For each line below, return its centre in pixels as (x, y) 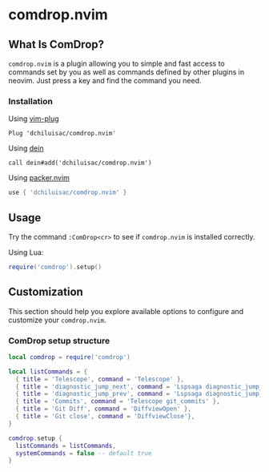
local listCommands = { (48, 371)
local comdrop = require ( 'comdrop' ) (69, 357)
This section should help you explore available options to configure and (126, 311)
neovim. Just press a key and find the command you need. (105, 81)
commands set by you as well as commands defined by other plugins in (126, 72)
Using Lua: (26, 252)
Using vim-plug (34, 119)
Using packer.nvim (39, 178)
